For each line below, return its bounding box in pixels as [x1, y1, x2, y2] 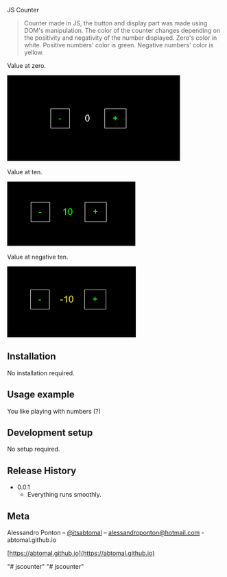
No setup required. [7, 445, 60, 454]
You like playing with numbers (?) [7, 407, 101, 415]
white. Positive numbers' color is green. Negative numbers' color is [23, 41, 214, 49]
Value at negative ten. [7, 253, 69, 261]
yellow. [23, 48, 44, 56]
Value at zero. [7, 62, 47, 69]
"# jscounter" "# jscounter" [7, 563, 84, 571]
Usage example [7, 389, 75, 401]
